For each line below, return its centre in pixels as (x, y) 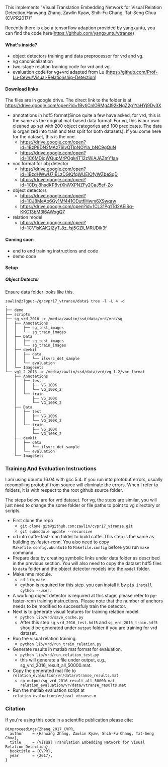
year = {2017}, (31, 755)
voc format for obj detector (40, 164)
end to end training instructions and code (55, 251)
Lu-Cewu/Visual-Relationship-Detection (54, 77)
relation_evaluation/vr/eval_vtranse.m (54, 696)
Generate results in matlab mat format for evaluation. (67, 649)
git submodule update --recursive (56, 532)
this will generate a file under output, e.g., (63, 660)
